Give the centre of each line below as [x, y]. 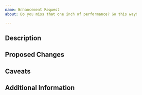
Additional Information [40, 88]
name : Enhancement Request [32, 9]
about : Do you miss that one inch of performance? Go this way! [71, 14]
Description [23, 38]
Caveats [18, 71]
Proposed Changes [35, 55]
